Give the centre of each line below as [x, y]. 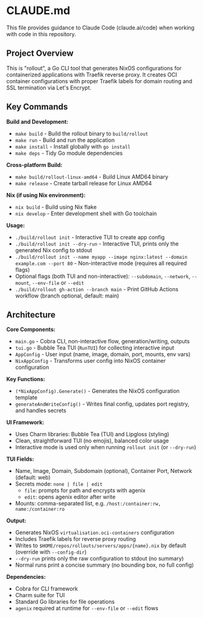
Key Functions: [26, 379]
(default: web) [33, 477]
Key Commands [37, 107]
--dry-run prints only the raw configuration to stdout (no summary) [99, 559]
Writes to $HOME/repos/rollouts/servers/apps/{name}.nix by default [101, 546]
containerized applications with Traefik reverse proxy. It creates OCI [92, 75]
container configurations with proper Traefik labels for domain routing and [99, 81]
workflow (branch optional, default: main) [67, 296]
